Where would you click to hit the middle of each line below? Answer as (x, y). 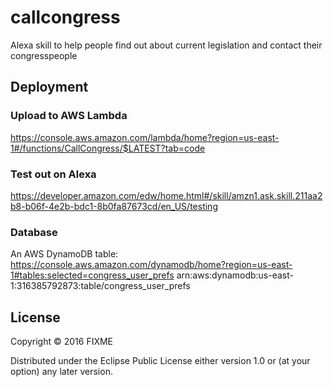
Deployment (49, 87)
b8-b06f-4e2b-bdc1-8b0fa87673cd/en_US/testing (114, 206)
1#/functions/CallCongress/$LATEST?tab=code (108, 148)
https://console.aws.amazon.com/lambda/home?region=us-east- (145, 137)
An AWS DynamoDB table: (64, 254)
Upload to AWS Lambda (69, 116)
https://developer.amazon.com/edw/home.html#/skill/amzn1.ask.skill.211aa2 (166, 195)
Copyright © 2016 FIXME (62, 342)
